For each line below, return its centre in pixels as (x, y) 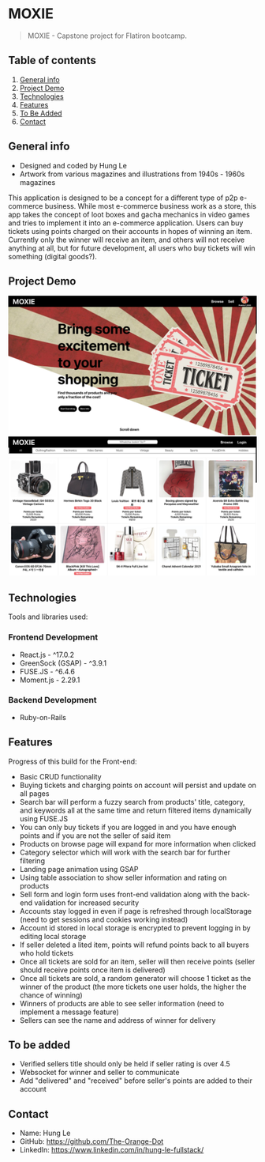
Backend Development (52, 700)
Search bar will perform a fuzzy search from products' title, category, (132, 802)
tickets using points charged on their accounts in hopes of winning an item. (130, 231)
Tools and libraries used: (48, 617)
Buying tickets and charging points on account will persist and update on (138, 785)
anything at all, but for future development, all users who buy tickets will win (132, 248)
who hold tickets (46, 953)
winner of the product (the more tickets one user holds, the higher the (133, 987)
